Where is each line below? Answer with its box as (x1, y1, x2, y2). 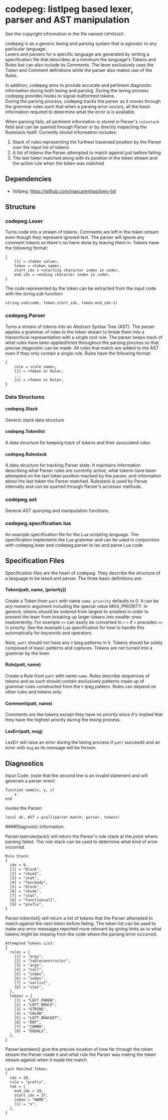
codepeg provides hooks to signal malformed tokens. (5, 93, 115, 99)
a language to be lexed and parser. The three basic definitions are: (5, 575, 142, 581)
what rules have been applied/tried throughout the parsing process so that (5, 340, 159, 346)
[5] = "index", (14, 972, 46, 977)
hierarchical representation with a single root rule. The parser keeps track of (5, 334, 163, 340)
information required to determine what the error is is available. (5, 109, 135, 115)
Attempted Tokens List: (5, 941, 55, 946)
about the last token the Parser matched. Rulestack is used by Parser (5, 478, 148, 485)
